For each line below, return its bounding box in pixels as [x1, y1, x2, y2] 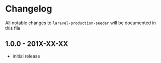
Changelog [5, 3, 52, 15]
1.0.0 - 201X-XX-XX [5, 40, 68, 48]
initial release [12, 53, 40, 59]
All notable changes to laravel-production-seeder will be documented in [5, 20, 156, 26]
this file [5, 25, 21, 31]
